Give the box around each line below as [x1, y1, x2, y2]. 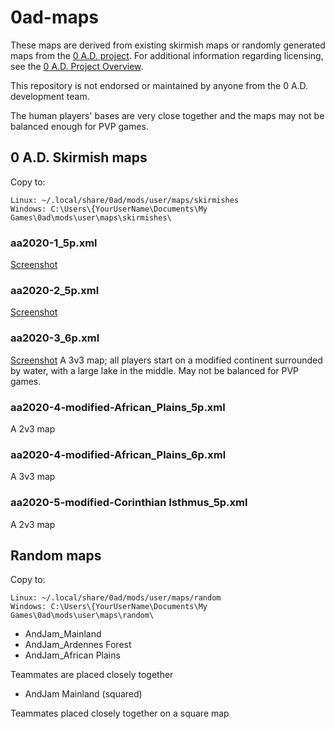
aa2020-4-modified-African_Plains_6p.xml [10, 447, 227, 461]
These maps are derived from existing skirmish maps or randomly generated [10, 39, 326, 51]
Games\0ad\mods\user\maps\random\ [10, 611, 155, 621]
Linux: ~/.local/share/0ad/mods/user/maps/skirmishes [10, 195, 240, 205]
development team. [10, 90, 90, 102]
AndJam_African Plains [24, 649, 121, 661]
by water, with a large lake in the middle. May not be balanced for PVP [10, 364, 300, 376]
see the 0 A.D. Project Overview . [10, 60, 144, 72]
